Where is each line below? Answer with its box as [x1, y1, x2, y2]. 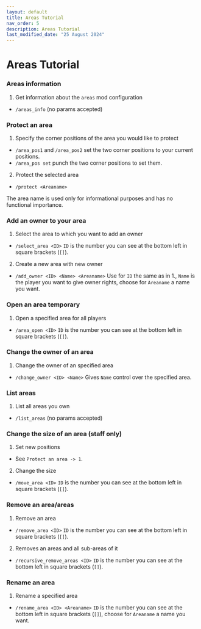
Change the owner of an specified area [15, 361, 114, 369]
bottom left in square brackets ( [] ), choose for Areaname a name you [15, 610, 186, 617]
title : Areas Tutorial [6, 15, 64, 21]
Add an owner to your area [6, 216, 86, 225]
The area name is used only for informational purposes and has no [6, 195, 174, 202]
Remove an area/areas [6, 501, 74, 509]
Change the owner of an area [6, 348, 94, 356]
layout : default [6, 9, 48, 15]
